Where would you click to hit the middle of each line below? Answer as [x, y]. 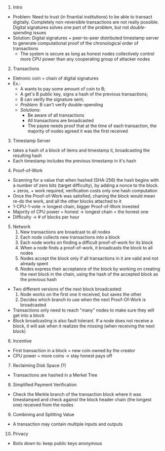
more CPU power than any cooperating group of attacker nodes [85, 59]
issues [40, 33]
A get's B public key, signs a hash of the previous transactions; [84, 94]
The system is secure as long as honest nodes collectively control [87, 54]
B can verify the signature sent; [52, 99]
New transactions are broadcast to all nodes [65, 232]
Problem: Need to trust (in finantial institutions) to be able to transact [82, 17]
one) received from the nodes [43, 405]
